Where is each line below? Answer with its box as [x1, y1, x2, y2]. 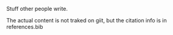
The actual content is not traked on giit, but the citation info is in [6, 17, 167, 24]
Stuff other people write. [6, 5, 68, 12]
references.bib [6, 24, 43, 30]
